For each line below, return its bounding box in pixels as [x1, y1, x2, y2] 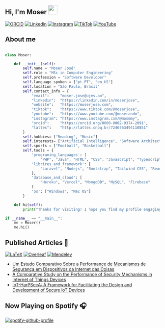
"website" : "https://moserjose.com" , [31, 102, 113, 107]
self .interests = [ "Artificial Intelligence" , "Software [23, 139, 139, 144]
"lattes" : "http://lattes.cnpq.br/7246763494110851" [31, 125, 148, 130]
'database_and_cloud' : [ [31, 175, 82, 180]
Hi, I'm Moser [5, 8, 47, 16]
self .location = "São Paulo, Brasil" [23, 84, 100, 89]
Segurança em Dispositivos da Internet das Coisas [12, 266, 114, 272]
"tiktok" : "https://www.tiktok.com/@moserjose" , [31, 107, 139, 112]
